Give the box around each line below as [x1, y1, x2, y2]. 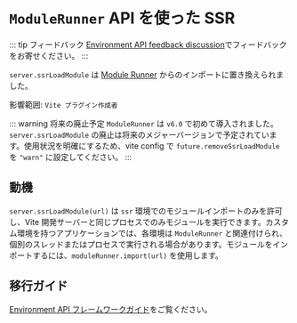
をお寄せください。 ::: [9, 50, 89, 61]
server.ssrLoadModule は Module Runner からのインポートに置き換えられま [9, 69, 285, 80]
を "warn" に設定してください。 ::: [9, 151, 132, 162]
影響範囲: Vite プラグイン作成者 [9, 99, 118, 109]
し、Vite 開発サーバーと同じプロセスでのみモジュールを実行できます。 [9, 216, 267, 227]
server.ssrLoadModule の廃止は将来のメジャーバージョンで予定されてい [9, 129, 269, 140]
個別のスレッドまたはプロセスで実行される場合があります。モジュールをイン [9, 238, 289, 249]
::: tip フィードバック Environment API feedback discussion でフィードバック [9, 39, 287, 50]
